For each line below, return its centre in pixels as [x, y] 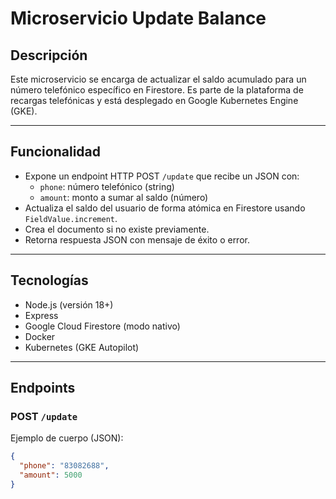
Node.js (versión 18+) [69, 304]
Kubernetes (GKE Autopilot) [82, 347]
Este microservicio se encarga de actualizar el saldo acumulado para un [158, 79]
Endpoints [43, 388]
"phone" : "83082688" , [64, 466]
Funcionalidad [56, 152]
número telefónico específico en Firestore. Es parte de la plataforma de [157, 90]
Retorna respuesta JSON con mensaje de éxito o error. [137, 239]
